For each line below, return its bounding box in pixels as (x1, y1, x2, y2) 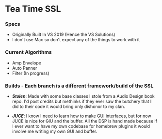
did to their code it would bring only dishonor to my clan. (12, 104, 125, 109)
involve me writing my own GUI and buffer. (12, 128, 97, 134)
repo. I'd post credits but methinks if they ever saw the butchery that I (12, 98, 152, 105)
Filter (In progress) (12, 70, 49, 76)
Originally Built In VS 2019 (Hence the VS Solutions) (12, 31, 115, 37)
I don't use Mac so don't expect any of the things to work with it (12, 37, 140, 43)
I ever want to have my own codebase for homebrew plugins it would (12, 124, 150, 129)
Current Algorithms (5, 49, 52, 56)
